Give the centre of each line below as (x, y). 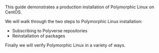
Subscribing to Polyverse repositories (50, 31)
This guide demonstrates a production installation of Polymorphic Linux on (80, 7)
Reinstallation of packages (39, 36)
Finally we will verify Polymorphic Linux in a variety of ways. (65, 45)
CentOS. (13, 12)
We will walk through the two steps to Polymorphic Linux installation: (74, 21)
